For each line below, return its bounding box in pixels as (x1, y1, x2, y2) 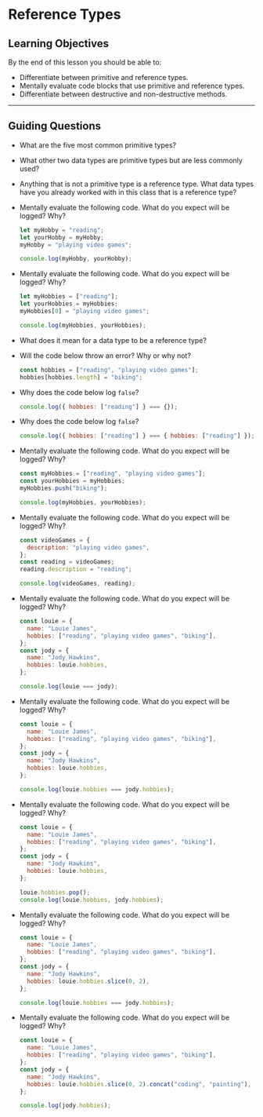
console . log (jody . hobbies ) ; (19, 1101, 112, 1110)
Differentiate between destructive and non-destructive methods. (19, 89, 228, 99)
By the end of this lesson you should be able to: (8, 57, 162, 67)
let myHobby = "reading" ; (19, 226, 104, 234)
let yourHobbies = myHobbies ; (19, 300, 119, 308)
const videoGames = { (19, 536, 90, 544)
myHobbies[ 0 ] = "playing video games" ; (19, 308, 150, 316)
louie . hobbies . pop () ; (19, 889, 91, 896)
